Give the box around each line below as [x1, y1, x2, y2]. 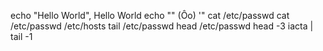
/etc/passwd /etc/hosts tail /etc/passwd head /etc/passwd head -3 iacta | [10, 20, 314, 32]
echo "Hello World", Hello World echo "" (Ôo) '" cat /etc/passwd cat [10, 10, 290, 21]
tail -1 [10, 31, 33, 42]
